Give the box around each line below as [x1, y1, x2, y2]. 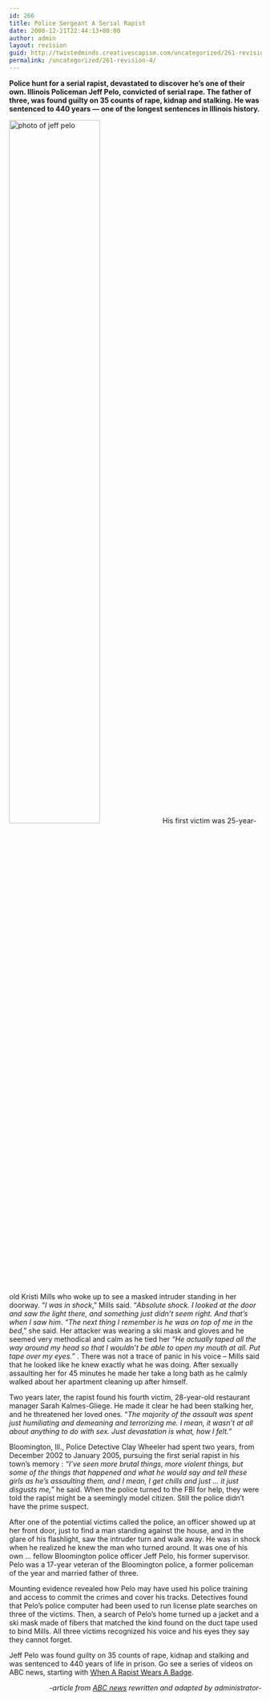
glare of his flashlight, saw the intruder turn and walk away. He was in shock [9, 1534, 261, 1544]
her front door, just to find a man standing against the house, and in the [9, 1525, 244, 1535]
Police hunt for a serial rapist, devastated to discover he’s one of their [9, 78, 245, 88]
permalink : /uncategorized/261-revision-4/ [9, 57, 157, 65]
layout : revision [9, 42, 67, 50]
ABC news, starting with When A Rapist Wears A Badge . [9, 1667, 195, 1677]
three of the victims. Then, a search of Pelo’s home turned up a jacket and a [9, 1609, 260, 1619]
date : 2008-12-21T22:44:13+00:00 [9, 26, 121, 34]
